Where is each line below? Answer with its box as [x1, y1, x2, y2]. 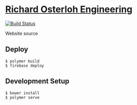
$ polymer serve [5, 95, 40, 100]
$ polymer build [5, 59, 40, 64]
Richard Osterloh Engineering [5, 4, 133, 15]
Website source [5, 30, 38, 36]
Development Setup [5, 77, 70, 86]
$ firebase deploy [5, 63, 44, 68]
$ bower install [5, 90, 40, 95]
